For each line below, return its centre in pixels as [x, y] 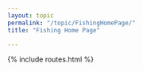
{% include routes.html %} [51, 59]
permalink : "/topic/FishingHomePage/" [71, 23]
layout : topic [31, 15]
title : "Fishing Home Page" [54, 30]
